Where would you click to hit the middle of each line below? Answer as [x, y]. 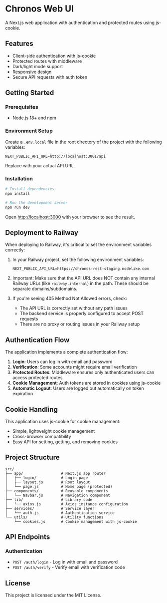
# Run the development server [37, 203]
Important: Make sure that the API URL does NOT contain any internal [84, 278]
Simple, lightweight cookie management [54, 431]
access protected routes [37, 378]
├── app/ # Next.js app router [56, 473]
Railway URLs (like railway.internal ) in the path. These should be [80, 283]
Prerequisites [22, 107]
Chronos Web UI [39, 9]
